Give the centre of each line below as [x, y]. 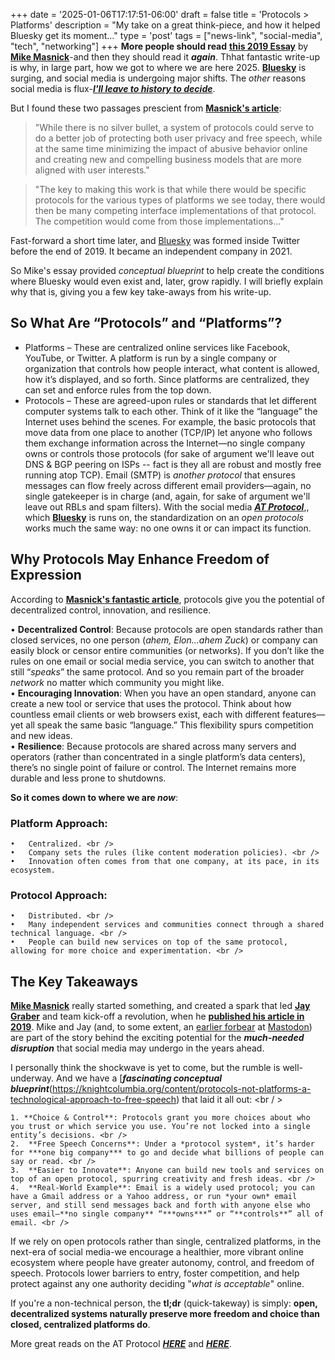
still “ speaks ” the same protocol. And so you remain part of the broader [157, 671]
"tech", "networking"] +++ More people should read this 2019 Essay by [159, 46]
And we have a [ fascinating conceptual [139, 1078]
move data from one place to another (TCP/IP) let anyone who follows [168, 432]
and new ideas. [41, 735]
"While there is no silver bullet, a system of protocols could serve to [174, 127]
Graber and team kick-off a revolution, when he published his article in [157, 1016]
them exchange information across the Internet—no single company [165, 443]
